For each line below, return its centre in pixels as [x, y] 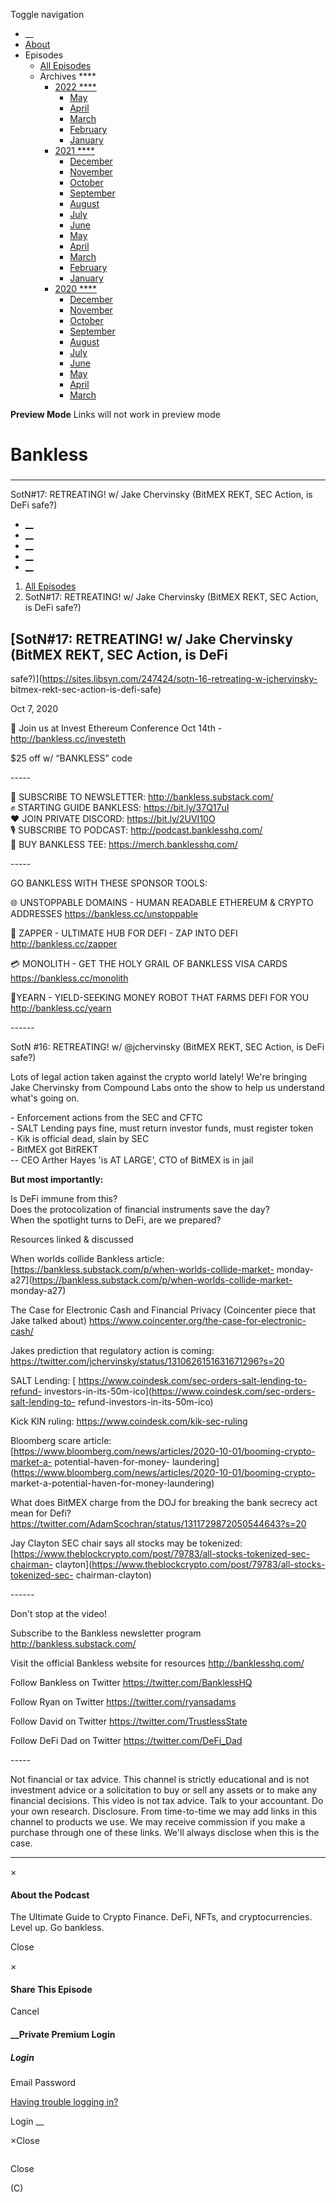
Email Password [43, 2082]
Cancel [25, 2011]
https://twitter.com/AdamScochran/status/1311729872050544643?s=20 [158, 1523]
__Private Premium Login [63, 2034]
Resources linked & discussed [72, 1239]
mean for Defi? [41, 1513]
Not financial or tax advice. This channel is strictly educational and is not [160, 1779]
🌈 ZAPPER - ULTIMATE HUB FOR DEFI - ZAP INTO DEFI [124, 933]
